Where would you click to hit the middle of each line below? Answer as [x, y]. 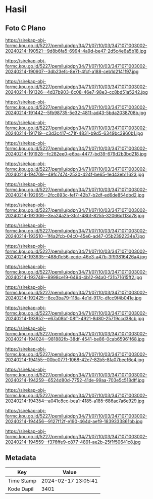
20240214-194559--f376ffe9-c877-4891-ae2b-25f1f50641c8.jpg [73, 442]
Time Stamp [22, 481]
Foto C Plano [25, 28]
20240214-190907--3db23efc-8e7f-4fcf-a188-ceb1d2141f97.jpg [72, 71]
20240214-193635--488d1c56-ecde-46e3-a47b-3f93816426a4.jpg [76, 257]
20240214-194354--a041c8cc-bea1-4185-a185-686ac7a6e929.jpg [75, 401]
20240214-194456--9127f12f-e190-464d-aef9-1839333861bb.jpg [74, 421]
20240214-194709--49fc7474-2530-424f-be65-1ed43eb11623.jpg [75, 174]
